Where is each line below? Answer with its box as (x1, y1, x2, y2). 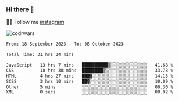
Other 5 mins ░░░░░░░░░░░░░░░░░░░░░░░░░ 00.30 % (6, 84, 174, 90)
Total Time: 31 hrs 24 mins (6, 52, 75, 58)
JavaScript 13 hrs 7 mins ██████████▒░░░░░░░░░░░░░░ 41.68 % (6, 62, 174, 68)
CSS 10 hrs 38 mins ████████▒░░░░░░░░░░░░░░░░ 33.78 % (6, 67, 174, 74)
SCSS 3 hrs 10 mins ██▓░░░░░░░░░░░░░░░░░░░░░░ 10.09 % (6, 78, 174, 84)
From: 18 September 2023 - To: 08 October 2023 (6, 41, 124, 47)
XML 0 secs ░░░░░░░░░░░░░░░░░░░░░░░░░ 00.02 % (6, 89, 174, 95)
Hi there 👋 (6, 5, 35, 13)
